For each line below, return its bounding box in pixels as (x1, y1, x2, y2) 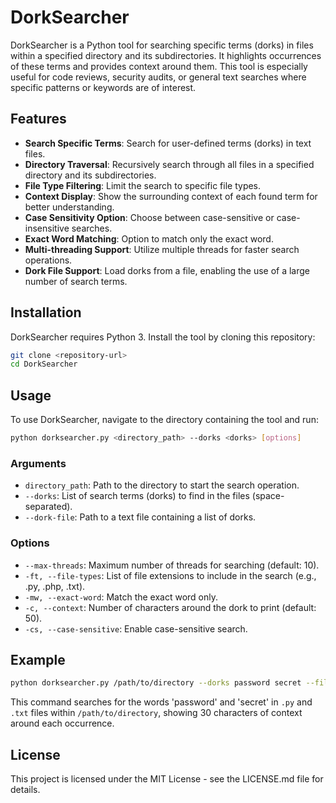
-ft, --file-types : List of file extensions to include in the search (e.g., (24, 569, 317, 581)
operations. (24, 254, 73, 266)
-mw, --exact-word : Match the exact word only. (24, 591, 219, 603)
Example (10, 651, 66, 668)
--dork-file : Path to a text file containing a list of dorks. (24, 511, 257, 523)
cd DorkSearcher (10, 359, 78, 370)
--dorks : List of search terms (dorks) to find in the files (24, 490, 250, 502)
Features (10, 111, 67, 128)
